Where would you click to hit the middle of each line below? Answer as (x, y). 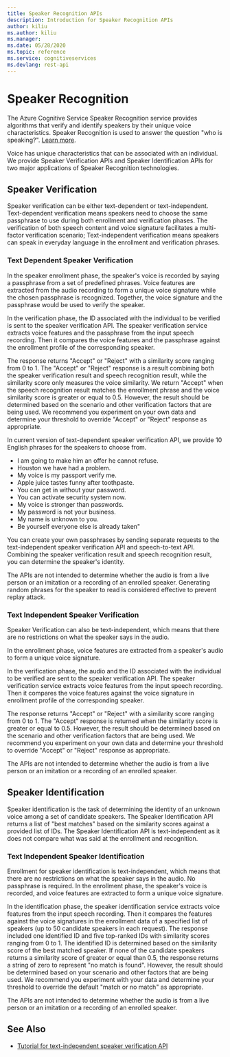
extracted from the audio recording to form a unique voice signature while (112, 290)
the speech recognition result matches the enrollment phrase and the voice (113, 390)
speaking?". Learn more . (42, 140)
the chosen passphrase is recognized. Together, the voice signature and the (115, 297)
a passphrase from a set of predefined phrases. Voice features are (101, 282)
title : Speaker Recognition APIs (55, 13)
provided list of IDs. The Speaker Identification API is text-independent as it (114, 831)
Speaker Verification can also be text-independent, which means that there (113, 629)
